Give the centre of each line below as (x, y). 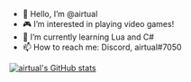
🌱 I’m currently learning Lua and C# (88, 37)
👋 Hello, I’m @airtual (60, 14)
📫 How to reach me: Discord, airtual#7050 (102, 47)
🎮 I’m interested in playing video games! (98, 24)
